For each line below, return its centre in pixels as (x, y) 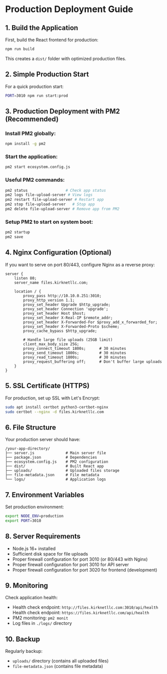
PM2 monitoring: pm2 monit (40, 618)
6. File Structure (31, 427)
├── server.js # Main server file (56, 453)
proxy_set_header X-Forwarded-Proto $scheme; (71, 326)
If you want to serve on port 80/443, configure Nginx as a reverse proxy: (80, 264)
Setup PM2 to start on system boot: (49, 222)
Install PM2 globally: (30, 133)
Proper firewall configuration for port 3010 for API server (70, 564)
